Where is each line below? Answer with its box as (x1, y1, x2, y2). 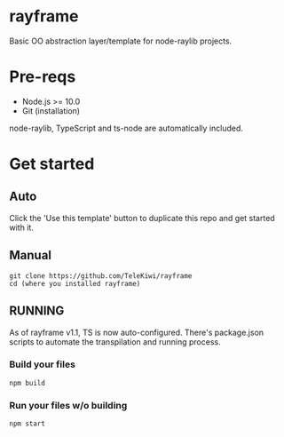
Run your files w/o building (9, 399, 128, 411)
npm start (9, 419, 46, 428)
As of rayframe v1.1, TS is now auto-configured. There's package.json (9, 327, 264, 338)
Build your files (9, 358, 75, 370)
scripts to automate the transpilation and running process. (9, 336, 221, 347)
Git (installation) (21, 105, 81, 116)
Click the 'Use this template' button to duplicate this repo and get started (9, 212, 275, 223)
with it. (9, 222, 34, 233)
